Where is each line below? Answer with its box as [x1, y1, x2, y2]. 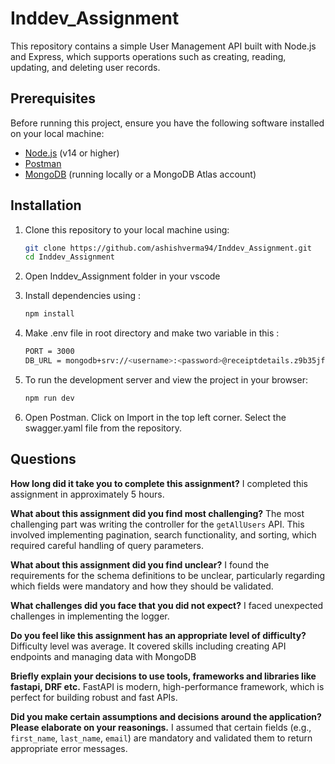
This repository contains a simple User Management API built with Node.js [10, 40, 317, 52]
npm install [24, 309, 75, 319]
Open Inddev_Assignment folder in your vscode [24, 270, 221, 282]
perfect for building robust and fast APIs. [10, 691, 178, 703]
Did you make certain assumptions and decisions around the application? [10, 710, 322, 722]
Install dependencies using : [24, 290, 141, 302]
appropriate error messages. [10, 742, 128, 754]
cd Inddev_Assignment [24, 252, 115, 262]
